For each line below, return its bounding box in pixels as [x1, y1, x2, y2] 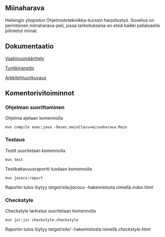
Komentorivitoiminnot [5, 89, 74, 97]
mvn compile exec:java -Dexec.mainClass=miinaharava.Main [5, 125, 127, 130]
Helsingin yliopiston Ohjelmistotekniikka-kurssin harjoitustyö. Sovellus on [5, 17, 155, 23]
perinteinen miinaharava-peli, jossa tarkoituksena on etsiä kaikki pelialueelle [5, 22, 160, 28]
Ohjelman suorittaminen [5, 104, 65, 111]
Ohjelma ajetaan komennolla [5, 115, 63, 121]
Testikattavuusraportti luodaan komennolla [5, 166, 93, 172]
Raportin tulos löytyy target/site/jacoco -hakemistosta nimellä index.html [5, 184, 154, 190]
